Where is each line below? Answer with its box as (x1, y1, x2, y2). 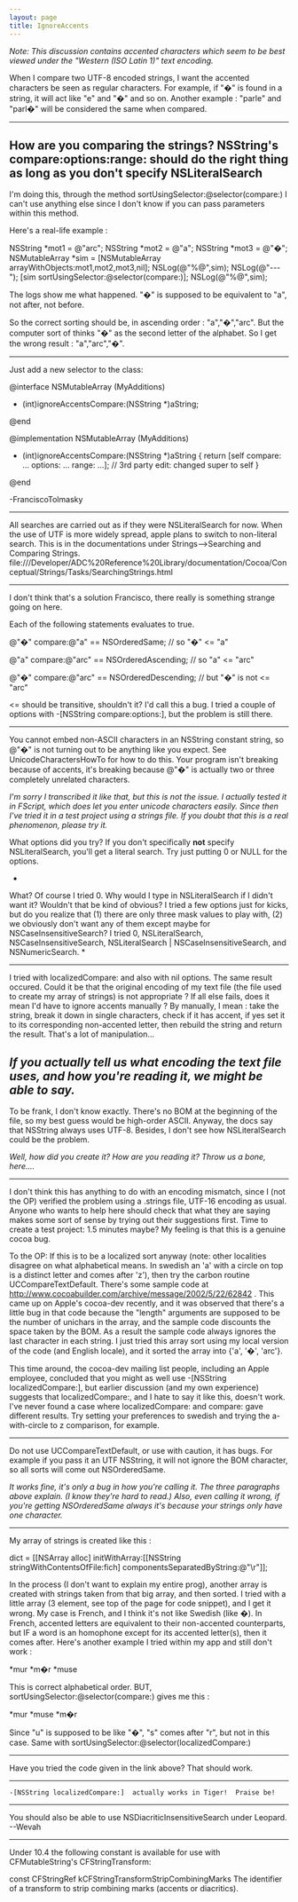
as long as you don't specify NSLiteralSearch (9, 165, 263, 180)
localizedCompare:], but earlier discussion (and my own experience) (9, 1382, 260, 1393)
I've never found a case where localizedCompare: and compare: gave (9, 1401, 263, 1412)
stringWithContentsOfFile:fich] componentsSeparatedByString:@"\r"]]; (9, 1562, 269, 1573)
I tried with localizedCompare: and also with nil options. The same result (9, 973, 273, 983)
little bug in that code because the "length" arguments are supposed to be (9, 1307, 281, 1318)
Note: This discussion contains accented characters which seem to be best (9, 45, 286, 56)
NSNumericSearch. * (9, 947, 86, 958)
